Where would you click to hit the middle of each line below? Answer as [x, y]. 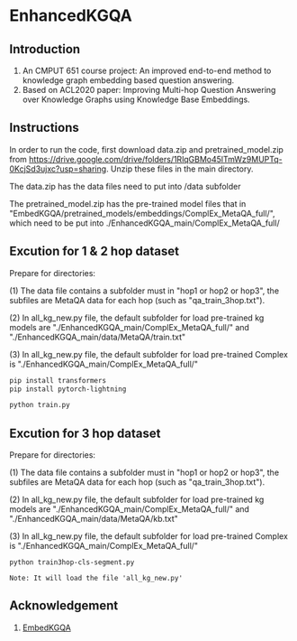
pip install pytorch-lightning [68, 389]
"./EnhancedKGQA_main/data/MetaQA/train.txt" [98, 337]
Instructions [44, 128]
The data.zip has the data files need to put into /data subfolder [125, 186]
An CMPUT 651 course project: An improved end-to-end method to [147, 70]
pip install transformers [58, 380]
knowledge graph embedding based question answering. [128, 80]
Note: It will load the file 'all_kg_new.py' [96, 579]
